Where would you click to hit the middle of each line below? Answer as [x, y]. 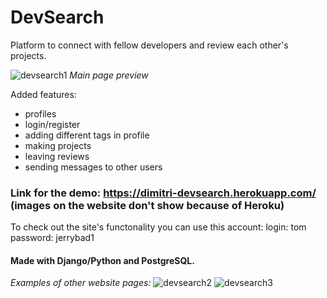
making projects [58, 145]
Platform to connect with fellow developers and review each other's [149, 45]
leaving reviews [57, 156]
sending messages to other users [93, 167]
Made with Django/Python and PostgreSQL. [102, 260]
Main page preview [109, 75]
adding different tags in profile [87, 135]
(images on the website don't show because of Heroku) [147, 205]
